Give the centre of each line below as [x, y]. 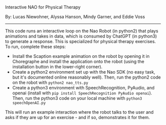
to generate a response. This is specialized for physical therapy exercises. [81, 41]
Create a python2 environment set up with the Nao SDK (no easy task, [84, 72]
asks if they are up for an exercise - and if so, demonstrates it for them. [78, 117]
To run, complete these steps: [35, 47]
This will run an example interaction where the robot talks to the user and [80, 112]
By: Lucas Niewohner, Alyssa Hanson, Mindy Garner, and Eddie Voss [75, 17]
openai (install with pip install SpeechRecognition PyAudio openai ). [82, 93]
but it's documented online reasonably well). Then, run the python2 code [86, 77]
